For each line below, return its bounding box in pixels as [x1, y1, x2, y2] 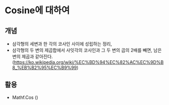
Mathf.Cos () [12, 94, 38, 100]
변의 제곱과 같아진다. [12, 54, 53, 59]
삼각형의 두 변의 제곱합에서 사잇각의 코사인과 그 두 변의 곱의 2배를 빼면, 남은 [12, 47, 162, 53]
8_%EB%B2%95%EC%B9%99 [12, 64, 77, 71]
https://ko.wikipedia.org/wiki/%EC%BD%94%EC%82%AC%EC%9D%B [14, 59, 164, 65]
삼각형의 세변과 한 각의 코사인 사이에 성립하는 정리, [12, 41, 112, 47]
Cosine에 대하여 [5, 5, 70, 16]
